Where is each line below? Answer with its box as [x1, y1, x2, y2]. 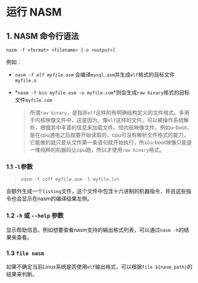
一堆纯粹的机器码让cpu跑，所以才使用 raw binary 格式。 [29, 147, 165, 153]
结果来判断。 [6, 270, 37, 278]
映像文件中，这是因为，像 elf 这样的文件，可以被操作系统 [45, 117, 184, 123]
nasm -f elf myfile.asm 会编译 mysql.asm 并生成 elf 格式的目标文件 [14, 71, 175, 78]
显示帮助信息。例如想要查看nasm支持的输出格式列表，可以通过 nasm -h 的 [6, 226, 184, 233]
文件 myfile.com [14, 97, 52, 103]
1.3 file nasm [6, 248, 45, 257]
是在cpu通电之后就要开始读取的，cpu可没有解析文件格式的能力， [29, 132, 189, 138]
